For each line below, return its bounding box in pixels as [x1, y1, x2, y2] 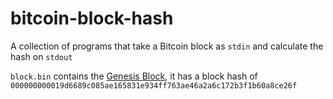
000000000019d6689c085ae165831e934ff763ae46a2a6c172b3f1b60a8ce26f [10, 80, 298, 91]
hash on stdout [10, 50, 73, 62]
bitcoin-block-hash [10, 7, 174, 30]
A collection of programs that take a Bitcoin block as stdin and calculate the [10, 40, 324, 52]
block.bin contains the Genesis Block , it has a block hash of [10, 70, 258, 82]
